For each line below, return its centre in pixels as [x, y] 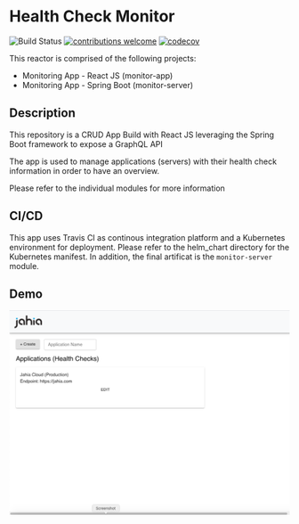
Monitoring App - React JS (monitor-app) [97, 75]
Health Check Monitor [92, 16]
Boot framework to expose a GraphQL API [86, 143]
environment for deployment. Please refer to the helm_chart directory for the [149, 247]
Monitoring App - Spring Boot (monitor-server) [108, 85]
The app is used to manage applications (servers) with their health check [143, 161]
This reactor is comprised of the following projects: [103, 58]
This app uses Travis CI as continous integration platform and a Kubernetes [147, 237]
